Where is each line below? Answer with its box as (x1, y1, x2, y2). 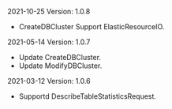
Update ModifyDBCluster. (18, 61, 103, 70)
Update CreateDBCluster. (18, 53, 102, 62)
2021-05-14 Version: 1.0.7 (7, 37, 91, 47)
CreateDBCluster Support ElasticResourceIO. (18, 22, 165, 31)
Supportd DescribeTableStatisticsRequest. (18, 92, 157, 101)
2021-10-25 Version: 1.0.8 (7, 7, 91, 16)
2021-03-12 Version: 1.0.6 (7, 77, 92, 85)
